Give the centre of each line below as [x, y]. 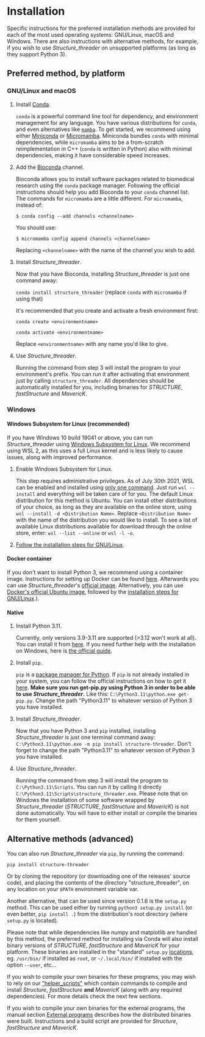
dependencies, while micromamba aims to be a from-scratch [90, 142]
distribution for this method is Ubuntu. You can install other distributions [106, 500]
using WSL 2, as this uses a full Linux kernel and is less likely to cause [95, 451]
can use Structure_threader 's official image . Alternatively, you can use [95, 585]
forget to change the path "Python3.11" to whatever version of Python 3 [105, 751]
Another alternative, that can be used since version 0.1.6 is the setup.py [97, 900]
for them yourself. [38, 820]
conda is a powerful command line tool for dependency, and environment [107, 116]
